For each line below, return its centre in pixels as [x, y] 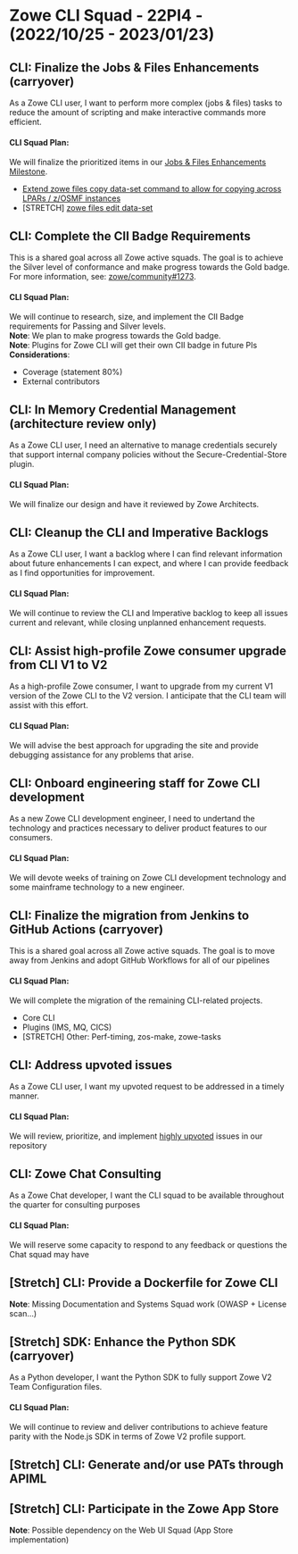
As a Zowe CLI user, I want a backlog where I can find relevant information [146, 554]
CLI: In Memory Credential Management [123, 409]
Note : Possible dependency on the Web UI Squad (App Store [121, 1530]
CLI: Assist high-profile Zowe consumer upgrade [148, 651]
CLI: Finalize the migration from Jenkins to [129, 915]
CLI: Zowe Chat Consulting [86, 1174]
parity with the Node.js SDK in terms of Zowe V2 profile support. [128, 1437]
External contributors [61, 381]
